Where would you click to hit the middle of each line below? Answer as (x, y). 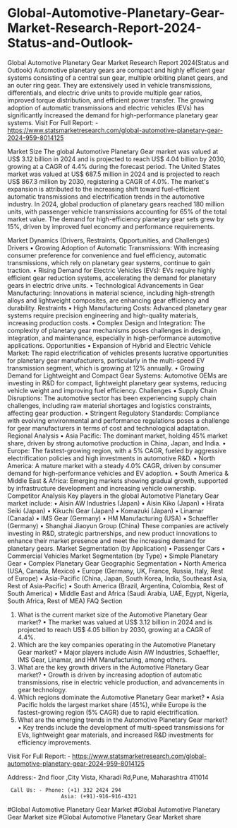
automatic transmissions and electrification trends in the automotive (106, 197)
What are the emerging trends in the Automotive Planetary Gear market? (122, 720)
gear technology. (42, 689)
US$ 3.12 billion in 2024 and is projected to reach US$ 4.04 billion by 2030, (116, 159)
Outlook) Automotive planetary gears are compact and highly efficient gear (116, 70)
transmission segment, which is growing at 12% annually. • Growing (106, 368)
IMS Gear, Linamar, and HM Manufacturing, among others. (102, 660)
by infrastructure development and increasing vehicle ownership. (102, 488)
